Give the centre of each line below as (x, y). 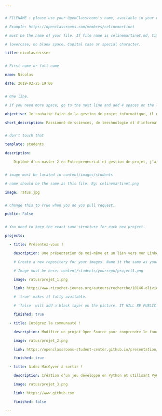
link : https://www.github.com (44, 393)
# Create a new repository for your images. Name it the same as (81, 262)
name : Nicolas (19, 75)
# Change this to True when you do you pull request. (60, 205)
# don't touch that (25, 136)
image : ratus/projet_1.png (41, 279)
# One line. (17, 96)
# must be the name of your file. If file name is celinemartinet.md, (77, 35)
